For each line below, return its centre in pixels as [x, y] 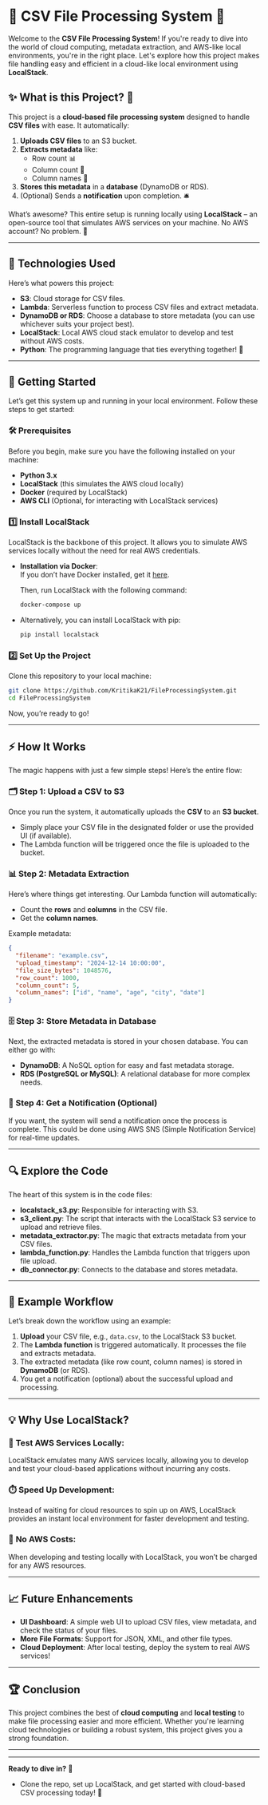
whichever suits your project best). [77, 323]
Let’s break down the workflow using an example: [90, 1321]
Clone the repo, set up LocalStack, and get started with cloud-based [132, 1784]
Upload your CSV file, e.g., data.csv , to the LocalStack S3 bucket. [128, 1336]
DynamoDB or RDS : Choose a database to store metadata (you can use [137, 315]
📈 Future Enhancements [71, 1599]
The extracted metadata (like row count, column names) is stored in [131, 1362]
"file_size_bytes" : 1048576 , [64, 970]
